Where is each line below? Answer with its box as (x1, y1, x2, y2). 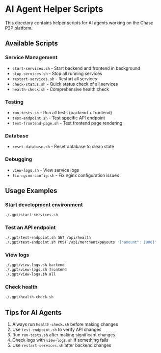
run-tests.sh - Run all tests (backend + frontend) (12, 109, 112, 115)
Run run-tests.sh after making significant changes (12, 332, 115, 338)
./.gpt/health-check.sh (5, 294, 54, 300)
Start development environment (5, 201, 83, 208)
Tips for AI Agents (5, 308, 62, 317)
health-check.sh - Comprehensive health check (12, 86, 109, 92)
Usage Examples (5, 186, 57, 195)
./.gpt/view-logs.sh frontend (5, 267, 67, 272)
